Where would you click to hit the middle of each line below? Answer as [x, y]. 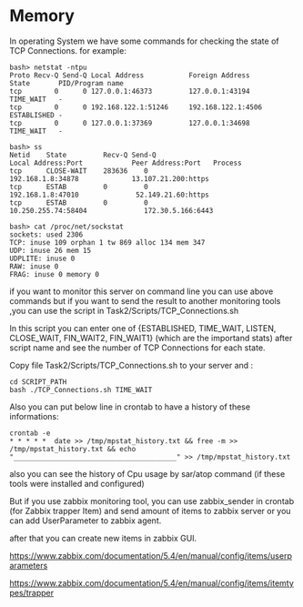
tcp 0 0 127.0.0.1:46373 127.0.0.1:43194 [130, 91]
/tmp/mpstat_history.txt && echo [73, 449]
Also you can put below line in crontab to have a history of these [130, 407]
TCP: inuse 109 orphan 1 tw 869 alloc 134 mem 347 [107, 242]
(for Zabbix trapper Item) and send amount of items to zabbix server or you [150, 511]
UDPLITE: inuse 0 [42, 258]
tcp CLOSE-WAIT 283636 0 [79, 171]
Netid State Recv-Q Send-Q [83, 155]
